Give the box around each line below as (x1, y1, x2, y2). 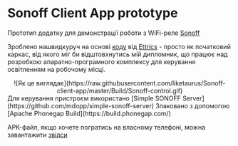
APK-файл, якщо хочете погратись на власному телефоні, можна (7, 122, 206, 131)
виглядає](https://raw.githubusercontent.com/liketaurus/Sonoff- (36, 78, 226, 87)
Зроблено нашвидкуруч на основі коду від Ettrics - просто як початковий (7, 42, 232, 51)
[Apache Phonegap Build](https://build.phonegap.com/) (7, 109, 172, 118)
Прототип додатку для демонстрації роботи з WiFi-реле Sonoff (7, 28, 200, 37)
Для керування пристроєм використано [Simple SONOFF (7, 94, 182, 103)
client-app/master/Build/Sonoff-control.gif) (56, 86, 183, 95)
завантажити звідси (7, 130, 68, 139)
